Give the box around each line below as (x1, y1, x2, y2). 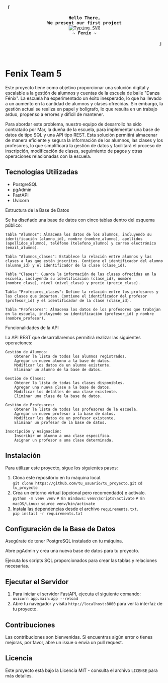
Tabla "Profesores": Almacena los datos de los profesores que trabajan (5, 307, 161, 312)
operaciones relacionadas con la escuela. (5, 153, 92, 159)
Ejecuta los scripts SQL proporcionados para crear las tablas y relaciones (5, 557, 157, 564)
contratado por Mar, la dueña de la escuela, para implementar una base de (5, 126, 160, 133)
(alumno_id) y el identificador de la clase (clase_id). (5, 263, 127, 268)
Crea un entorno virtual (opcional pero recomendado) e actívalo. (12, 489, 146, 495)
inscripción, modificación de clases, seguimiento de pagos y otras (5, 148, 142, 154)
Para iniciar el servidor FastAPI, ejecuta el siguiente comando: (12, 591, 141, 597)
